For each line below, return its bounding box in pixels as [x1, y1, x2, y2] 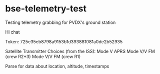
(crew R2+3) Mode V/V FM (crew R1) [5, 53, 81, 60]
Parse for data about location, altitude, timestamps [5, 63, 109, 69]
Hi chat [5, 29, 20, 35]
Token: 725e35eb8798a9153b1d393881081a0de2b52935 [5, 38, 123, 45]
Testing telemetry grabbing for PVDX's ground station [5, 19, 116, 25]
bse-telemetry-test [5, 3, 86, 14]
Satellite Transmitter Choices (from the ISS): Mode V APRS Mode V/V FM [5, 48, 155, 54]
